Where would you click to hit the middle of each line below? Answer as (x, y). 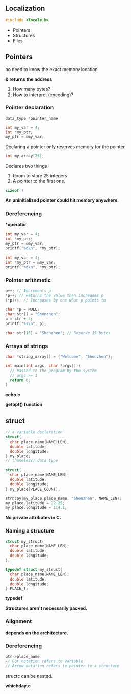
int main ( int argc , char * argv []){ (43, 366)
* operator (16, 225)
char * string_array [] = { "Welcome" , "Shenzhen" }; (59, 357)
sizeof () (15, 191)
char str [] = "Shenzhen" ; (33, 314)
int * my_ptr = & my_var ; (31, 262)
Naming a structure (30, 531)
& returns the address (29, 79)
